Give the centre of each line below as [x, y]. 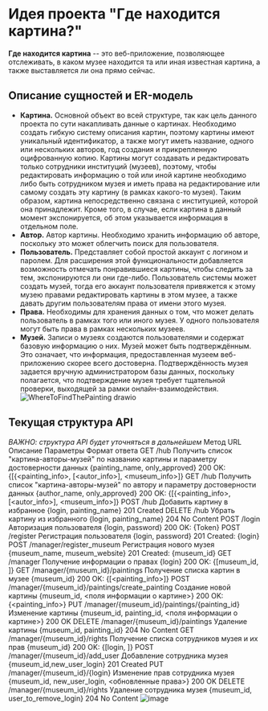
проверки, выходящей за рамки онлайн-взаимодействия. [119, 388]
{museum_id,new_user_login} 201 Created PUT [86, 664]
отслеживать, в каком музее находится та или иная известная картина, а [134, 62]
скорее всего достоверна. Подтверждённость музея [158, 363]
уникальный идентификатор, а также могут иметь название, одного [137, 141]
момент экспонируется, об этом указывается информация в [124, 217]
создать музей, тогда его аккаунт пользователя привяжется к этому [138, 286]
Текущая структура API [71, 423]
